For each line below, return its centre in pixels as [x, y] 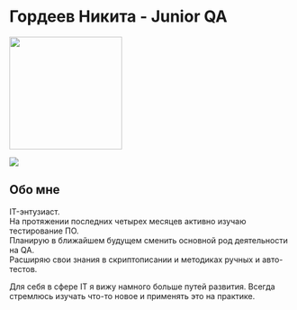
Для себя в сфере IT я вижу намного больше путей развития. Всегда [143, 287]
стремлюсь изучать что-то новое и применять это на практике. [132, 296]
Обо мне [35, 190]
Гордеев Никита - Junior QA [118, 17]
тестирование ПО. [44, 231]
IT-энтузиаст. [35, 211]
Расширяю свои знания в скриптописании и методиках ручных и [135, 260]
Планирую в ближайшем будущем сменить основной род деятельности [148, 240]
